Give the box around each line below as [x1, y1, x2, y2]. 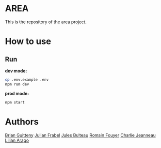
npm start [5, 100, 25, 104]
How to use [5, 36, 51, 47]
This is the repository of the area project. [5, 19, 87, 25]
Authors [5, 116, 39, 127]
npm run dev [5, 82, 29, 87]
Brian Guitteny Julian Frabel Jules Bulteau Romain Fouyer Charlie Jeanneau [5, 132, 156, 138]
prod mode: [5, 90, 29, 96]
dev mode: [5, 68, 27, 74]
